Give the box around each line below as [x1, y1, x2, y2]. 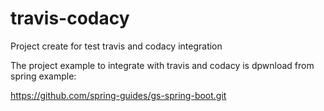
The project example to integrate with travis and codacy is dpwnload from [10, 59, 315, 71]
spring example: [10, 70, 77, 82]
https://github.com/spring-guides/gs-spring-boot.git [10, 89, 227, 101]
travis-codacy [10, 7, 130, 30]
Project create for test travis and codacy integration [10, 40, 223, 52]
